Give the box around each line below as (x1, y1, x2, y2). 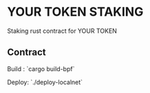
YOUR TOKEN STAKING (7, 4, 144, 20)
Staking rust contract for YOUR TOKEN (7, 27, 117, 35)
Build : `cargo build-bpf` (7, 64, 75, 72)
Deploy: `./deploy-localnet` (7, 78, 83, 86)
